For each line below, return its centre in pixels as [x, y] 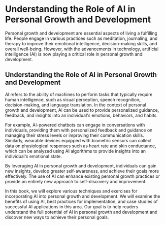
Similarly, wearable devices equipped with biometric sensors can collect [78, 140]
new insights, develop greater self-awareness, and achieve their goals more [82, 171]
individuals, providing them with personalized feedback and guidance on [79, 130]
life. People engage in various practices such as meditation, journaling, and [81, 38]
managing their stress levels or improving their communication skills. [75, 135]
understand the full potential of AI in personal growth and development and [81, 212]
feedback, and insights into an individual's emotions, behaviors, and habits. [82, 115]
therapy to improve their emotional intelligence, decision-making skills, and [81, 43]
